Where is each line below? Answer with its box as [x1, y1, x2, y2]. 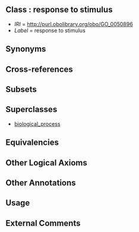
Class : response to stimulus [5, 5, 113, 15]
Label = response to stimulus [14, 27, 86, 34]
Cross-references [5, 64, 74, 74]
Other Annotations [5, 177, 76, 187]
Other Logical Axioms [5, 157, 87, 168]
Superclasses [5, 104, 58, 115]
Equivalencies [5, 138, 59, 148]
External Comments [5, 218, 81, 228]
